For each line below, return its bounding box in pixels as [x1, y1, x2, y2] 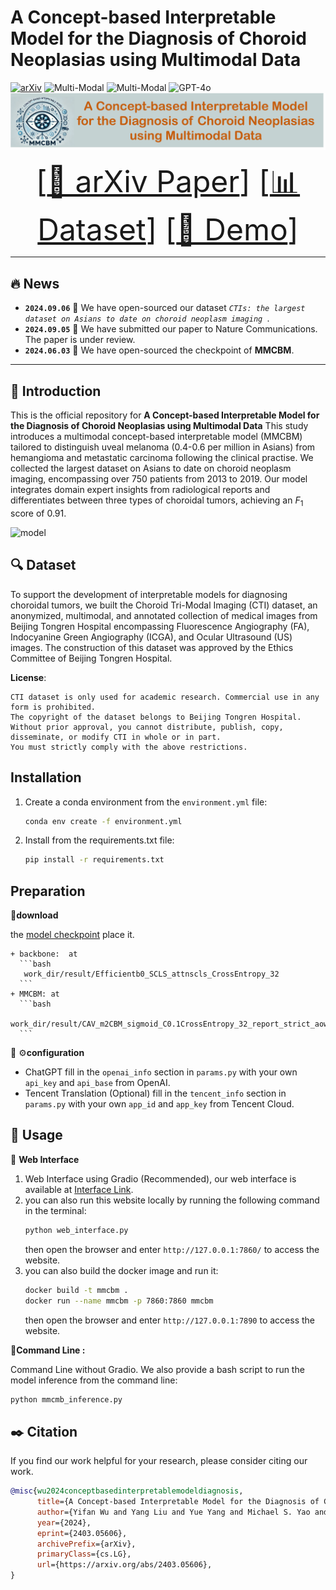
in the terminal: [24, 1204, 87, 1216]
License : [10, 671, 47, 683]
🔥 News [10, 275, 60, 292]
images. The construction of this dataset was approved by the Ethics [10, 641, 294, 653]
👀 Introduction [10, 382, 102, 400]
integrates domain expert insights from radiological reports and [10, 484, 271, 496]
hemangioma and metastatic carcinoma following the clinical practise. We [10, 452, 314, 464]
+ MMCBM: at [10, 989, 60, 1000]
